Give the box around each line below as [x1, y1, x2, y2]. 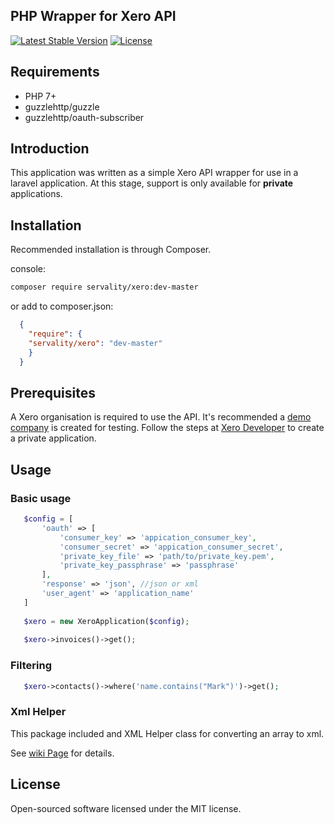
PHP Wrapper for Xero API [10, 8, 177, 25]
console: [10, 263, 47, 275]
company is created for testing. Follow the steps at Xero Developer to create [10, 422, 325, 434]
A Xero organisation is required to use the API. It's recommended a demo [10, 411, 312, 423]
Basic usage [10, 491, 72, 505]
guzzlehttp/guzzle [24, 100, 100, 113]
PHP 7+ [24, 90, 57, 102]
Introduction [10, 140, 90, 158]
